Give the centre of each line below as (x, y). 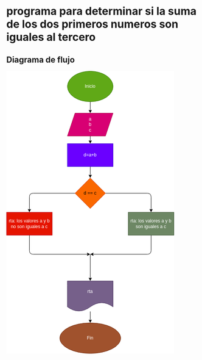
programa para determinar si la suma (101, 11)
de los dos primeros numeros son (92, 24)
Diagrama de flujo (40, 59)
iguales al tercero (51, 37)
